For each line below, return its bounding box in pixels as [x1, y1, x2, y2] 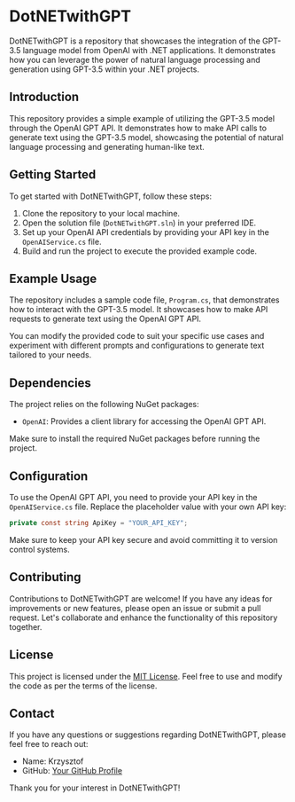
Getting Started [9, 167, 97, 183]
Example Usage [9, 271, 97, 286]
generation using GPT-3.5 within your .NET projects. [9, 64, 199, 75]
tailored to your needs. [9, 350, 92, 360]
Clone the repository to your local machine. [21, 208, 180, 218]
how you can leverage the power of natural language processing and [9, 54, 261, 65]
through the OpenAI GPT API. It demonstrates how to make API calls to [9, 122, 268, 133]
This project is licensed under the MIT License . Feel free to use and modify [9, 671, 283, 681]
